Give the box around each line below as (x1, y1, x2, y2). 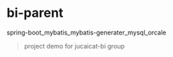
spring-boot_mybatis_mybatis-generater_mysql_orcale (6, 28, 167, 37)
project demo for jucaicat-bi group (23, 42, 125, 50)
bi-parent (6, 5, 64, 21)
